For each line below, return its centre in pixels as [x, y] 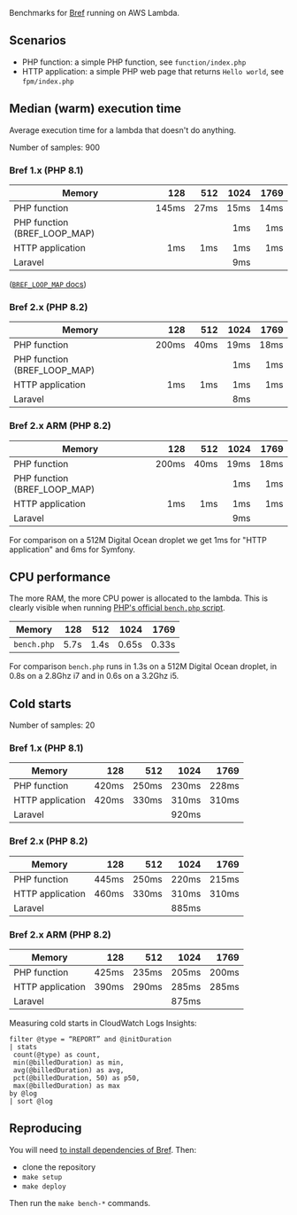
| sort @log [31, 1102]
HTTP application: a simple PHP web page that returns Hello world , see [153, 71]
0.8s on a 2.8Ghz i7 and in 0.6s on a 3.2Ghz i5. [94, 676]
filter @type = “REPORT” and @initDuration [91, 1040]
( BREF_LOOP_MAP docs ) [48, 284]
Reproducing [46, 1129]
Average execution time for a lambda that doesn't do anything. [123, 130]
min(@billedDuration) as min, [69, 1063]
